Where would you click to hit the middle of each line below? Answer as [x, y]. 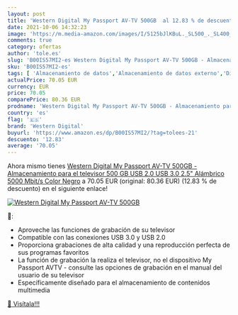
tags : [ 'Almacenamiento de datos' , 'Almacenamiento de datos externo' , [115, 73]
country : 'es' [28, 113]
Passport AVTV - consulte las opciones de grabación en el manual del [120, 267]
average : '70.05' [33, 146]
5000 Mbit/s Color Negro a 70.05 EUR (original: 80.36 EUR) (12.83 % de [112, 181]
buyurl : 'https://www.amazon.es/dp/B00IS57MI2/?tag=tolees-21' [103, 133]
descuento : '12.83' [36, 139]
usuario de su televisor [51, 275]
